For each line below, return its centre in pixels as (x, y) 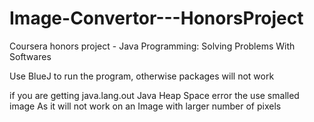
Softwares (30, 56)
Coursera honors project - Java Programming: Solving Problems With (152, 46)
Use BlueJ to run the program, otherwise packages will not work (142, 76)
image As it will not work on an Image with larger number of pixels (145, 106)
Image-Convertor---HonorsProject (156, 18)
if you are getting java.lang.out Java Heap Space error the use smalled (154, 95)
